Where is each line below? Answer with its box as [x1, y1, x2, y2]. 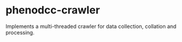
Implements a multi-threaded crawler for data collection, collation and [5, 23, 177, 30]
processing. [5, 29, 35, 36]
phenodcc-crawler [5, 3, 101, 17]
